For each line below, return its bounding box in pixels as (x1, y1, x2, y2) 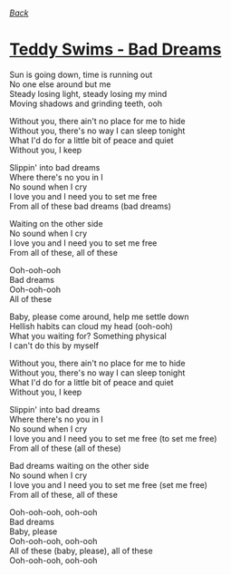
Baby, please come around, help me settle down (9, 311, 189, 322)
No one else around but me (9, 78, 111, 90)
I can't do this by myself (9, 340, 100, 351)
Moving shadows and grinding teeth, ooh (9, 98, 163, 109)
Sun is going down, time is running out (9, 69, 153, 80)
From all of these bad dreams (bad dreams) (9, 200, 172, 211)
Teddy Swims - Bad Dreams (9, 39, 222, 59)
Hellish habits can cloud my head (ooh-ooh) (9, 320, 174, 331)
